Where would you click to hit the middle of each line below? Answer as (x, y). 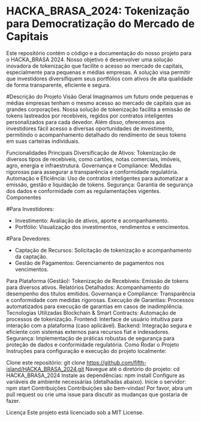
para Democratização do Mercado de (100, 24)
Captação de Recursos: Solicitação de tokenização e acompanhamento (103, 250)
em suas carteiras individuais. (43, 141)
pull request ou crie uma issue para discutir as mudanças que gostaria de (97, 394)
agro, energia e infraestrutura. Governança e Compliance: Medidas (89, 165)
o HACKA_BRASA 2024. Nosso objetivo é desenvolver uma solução (90, 59)
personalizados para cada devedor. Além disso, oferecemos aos (85, 122)
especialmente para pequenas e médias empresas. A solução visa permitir (98, 72)
